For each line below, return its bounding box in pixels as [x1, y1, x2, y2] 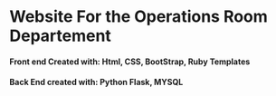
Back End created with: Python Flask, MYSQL [9, 77, 184, 88]
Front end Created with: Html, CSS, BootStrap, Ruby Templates [9, 56, 251, 67]
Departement [9, 25, 111, 46]
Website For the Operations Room [9, 6, 269, 27]
